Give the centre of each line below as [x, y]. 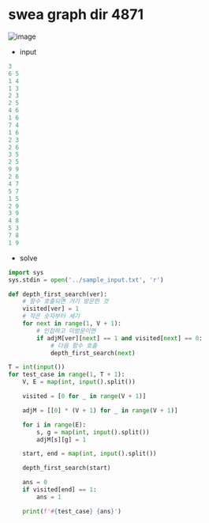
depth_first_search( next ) [93, 353]
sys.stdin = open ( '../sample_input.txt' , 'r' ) [86, 280]
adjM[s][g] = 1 [62, 440]
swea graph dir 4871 [76, 15]
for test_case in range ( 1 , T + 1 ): [67, 375]
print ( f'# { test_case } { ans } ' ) [72, 511]
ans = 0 [35, 483]
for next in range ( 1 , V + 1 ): [72, 324]
